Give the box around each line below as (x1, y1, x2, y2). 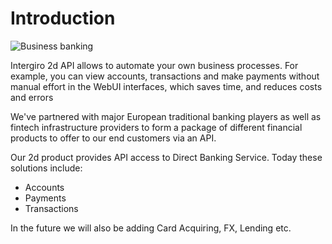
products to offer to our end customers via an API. (10, 132, 217, 144)
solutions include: (10, 162, 83, 174)
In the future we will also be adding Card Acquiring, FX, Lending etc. (10, 222, 292, 234)
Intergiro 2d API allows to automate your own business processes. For (10, 59, 299, 71)
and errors (10, 91, 54, 103)
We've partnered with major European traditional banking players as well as (10, 110, 322, 122)
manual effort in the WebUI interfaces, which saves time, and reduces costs (10, 80, 323, 92)
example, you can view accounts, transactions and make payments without (10, 70, 320, 82)
